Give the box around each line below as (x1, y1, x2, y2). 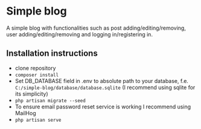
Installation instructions (6, 48, 98, 59)
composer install (14, 71, 59, 78)
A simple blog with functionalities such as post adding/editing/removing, (6, 24, 186, 31)
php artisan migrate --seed (14, 98, 86, 104)
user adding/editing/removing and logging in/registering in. (6, 30, 153, 38)
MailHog (14, 109, 36, 116)
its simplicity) (14, 90, 48, 98)
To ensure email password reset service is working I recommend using (14, 103, 191, 110)
